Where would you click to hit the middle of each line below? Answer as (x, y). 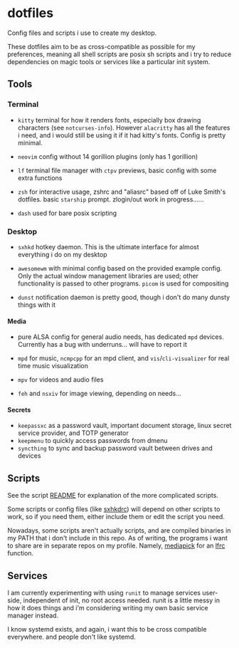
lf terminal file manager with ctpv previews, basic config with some (117, 170)
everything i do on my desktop (62, 254)
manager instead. (33, 615)
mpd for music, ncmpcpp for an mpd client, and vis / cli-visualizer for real (123, 358)
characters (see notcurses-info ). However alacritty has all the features (124, 127)
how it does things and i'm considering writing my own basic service (108, 607)
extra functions (40, 178)
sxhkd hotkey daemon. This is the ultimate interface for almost (108, 246)
